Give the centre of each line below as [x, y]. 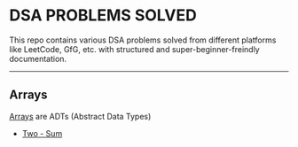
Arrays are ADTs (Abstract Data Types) [80, 116]
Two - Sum [42, 133]
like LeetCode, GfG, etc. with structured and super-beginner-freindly [134, 49]
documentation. [38, 58]
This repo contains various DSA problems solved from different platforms [143, 40]
